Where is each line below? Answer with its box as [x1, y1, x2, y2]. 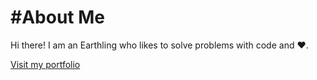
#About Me [10, 6, 105, 29]
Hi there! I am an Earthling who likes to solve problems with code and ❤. [10, 39, 309, 51]
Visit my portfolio [10, 58, 81, 70]
